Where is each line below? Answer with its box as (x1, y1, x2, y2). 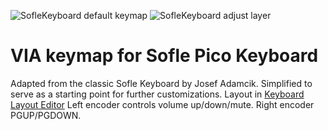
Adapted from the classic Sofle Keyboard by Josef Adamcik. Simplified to (10, 77, 313, 89)
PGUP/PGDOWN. (10, 109, 82, 121)
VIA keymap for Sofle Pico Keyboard (10, 45, 319, 67)
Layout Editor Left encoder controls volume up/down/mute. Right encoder (10, 98, 315, 110)
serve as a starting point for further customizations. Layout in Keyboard (10, 88, 305, 100)
